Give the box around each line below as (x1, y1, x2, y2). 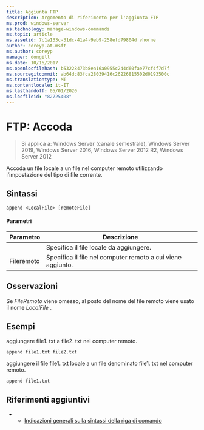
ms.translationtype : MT (6, 77, 67, 83)
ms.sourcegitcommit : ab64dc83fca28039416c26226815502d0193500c (6, 71, 170, 77)
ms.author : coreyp (6, 49, 53, 55)
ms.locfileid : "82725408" (6, 94, 72, 100)
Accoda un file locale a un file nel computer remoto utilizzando (6, 165, 163, 172)
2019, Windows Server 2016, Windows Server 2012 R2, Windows (21, 146, 183, 154)
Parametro (9, 233, 41, 241)
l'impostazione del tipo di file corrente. (6, 171, 103, 178)
